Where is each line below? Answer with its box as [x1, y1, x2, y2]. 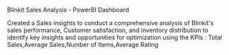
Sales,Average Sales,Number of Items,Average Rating [7, 41, 159, 48]
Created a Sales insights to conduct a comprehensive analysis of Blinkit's [7, 19, 214, 26]
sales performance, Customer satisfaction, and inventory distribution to [7, 26, 209, 34]
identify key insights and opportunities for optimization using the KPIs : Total [7, 33, 223, 41]
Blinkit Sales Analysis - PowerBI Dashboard [7, 6, 130, 14]
